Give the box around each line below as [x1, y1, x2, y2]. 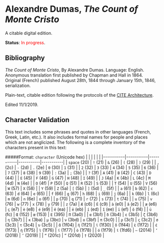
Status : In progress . [5, 39, 46, 45]
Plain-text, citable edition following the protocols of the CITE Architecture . [5, 92, 154, 98]
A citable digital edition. [5, 30, 53, 36]
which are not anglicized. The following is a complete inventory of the [5, 139, 145, 145]
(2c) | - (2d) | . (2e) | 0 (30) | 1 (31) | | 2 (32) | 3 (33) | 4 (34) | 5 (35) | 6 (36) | [5, 164, 159, 170]
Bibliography [5, 54, 45, 62]
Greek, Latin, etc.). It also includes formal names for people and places [5, 134, 148, 140]
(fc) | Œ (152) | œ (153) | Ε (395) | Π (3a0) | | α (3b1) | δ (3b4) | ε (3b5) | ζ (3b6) [5, 211, 158, 217]
